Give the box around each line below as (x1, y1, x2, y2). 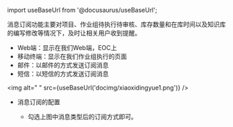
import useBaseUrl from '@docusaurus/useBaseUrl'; (7, 6, 157, 14)
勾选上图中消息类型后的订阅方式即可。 (27, 112, 137, 121)
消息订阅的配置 (17, 98, 60, 106)
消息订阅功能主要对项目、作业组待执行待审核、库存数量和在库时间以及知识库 (7, 20, 226, 28)
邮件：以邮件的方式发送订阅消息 (17, 61, 109, 69)
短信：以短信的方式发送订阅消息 (17, 69, 109, 78)
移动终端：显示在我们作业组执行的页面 (17, 52, 127, 60)
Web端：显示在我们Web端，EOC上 (17, 44, 117, 51)
